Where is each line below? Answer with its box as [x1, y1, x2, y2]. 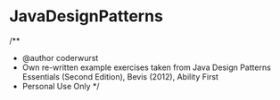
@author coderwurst [21, 52, 99, 63]
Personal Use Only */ [21, 81, 100, 91]
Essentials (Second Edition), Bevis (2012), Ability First [21, 71, 218, 81]
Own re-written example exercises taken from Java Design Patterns [21, 62, 272, 73]
